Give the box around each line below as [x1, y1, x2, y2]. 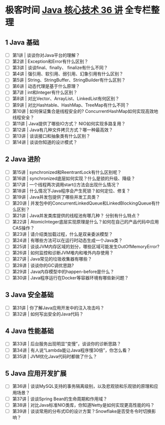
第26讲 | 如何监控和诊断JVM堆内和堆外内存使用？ [12, 250, 114, 256]
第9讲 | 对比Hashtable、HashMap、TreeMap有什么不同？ [12, 102, 130, 108]
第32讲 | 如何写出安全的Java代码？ [12, 311, 84, 317]
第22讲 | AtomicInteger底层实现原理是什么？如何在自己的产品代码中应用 [12, 219, 159, 225]
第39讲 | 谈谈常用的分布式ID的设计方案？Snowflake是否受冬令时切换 [12, 408, 152, 414]
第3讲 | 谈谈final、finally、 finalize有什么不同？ [12, 65, 108, 71]
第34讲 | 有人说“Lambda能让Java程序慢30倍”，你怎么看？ [12, 347, 131, 353]
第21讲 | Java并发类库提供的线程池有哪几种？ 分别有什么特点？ [12, 212, 140, 218]
